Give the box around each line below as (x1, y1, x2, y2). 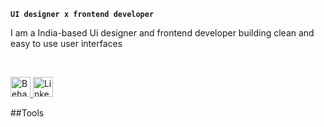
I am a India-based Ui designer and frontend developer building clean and (10, 27, 315, 39)
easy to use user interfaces (10, 38, 123, 49)
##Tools (10, 107, 45, 119)
